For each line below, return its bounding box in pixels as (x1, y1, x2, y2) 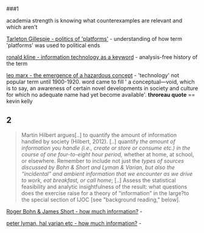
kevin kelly (6, 97, 33, 105)
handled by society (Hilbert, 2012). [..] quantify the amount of (21, 137, 175, 145)
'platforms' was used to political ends (6, 42, 100, 49)
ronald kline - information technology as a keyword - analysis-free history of (6, 54, 198, 60)
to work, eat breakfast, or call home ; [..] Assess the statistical (21, 176, 177, 184)
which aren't (6, 24, 38, 30)
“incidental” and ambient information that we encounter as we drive (21, 170, 193, 177)
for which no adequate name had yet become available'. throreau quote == (6, 91, 195, 98)
